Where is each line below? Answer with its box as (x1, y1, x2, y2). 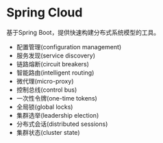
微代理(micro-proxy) (16, 77, 74, 85)
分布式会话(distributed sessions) (16, 120, 108, 128)
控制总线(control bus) (16, 86, 77, 94)
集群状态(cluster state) (16, 128, 80, 136)
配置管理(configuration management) (16, 42, 122, 51)
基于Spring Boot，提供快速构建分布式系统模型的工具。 (6, 28, 160, 36)
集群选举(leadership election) (16, 111, 99, 119)
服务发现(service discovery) (16, 51, 95, 60)
